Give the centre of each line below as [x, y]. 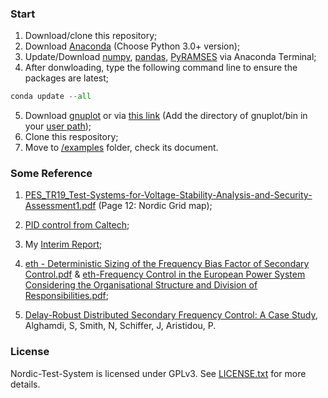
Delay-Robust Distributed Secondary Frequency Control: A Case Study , [171, 315]
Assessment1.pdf [60, 206]
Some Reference [51, 174]
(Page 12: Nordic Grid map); [155, 206]
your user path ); [58, 126]
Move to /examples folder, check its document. [121, 148]
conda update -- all [51, 97]
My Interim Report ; [63, 244]
